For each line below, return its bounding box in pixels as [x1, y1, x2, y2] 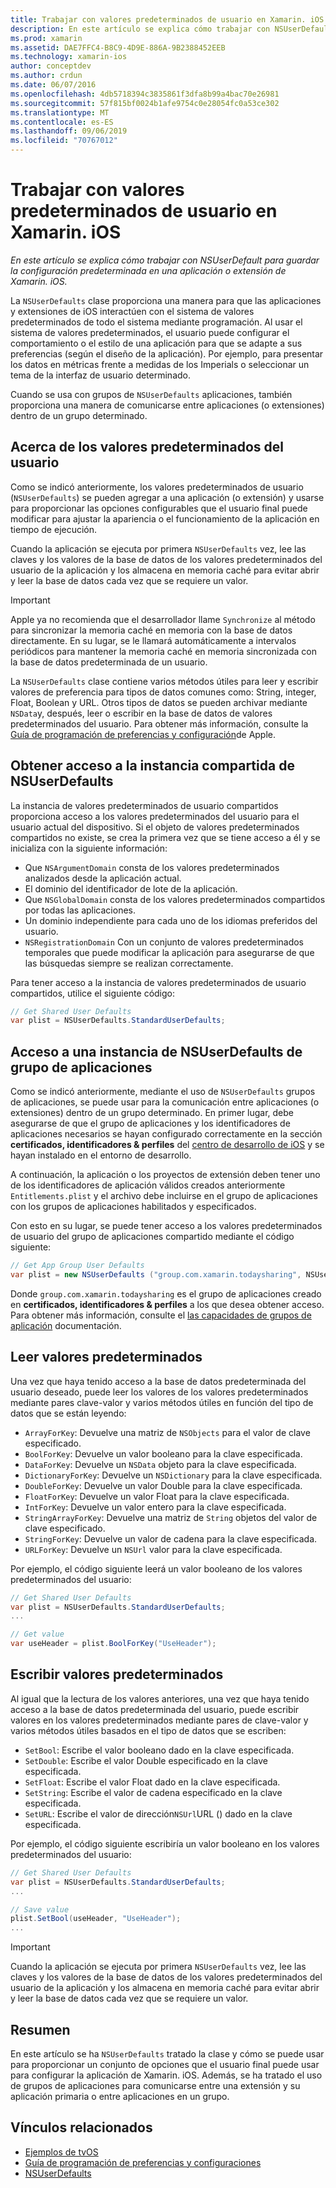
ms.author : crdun [10, 71, 83, 81]
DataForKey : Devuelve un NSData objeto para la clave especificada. [24, 1458, 297, 1470]
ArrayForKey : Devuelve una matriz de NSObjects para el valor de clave [24, 1426, 311, 1438]
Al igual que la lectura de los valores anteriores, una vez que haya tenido [10, 1692, 310, 1705]
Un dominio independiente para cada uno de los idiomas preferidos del [24, 914, 318, 926]
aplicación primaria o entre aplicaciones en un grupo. [10, 2090, 230, 2102]
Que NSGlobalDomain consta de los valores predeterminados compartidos [24, 893, 326, 905]
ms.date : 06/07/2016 [10, 80, 97, 90]
